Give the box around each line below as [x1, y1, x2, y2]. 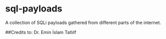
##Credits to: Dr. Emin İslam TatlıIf [5, 29, 77, 35]
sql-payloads [5, 3, 62, 14]
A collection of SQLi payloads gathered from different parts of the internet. [5, 19, 161, 25]
